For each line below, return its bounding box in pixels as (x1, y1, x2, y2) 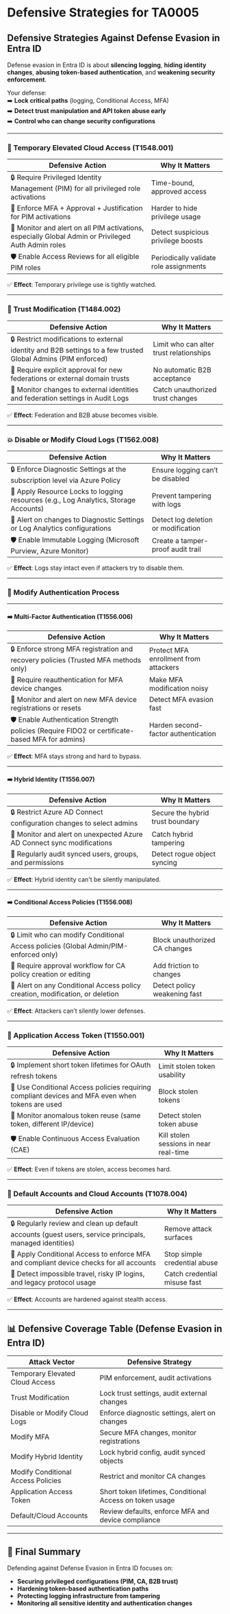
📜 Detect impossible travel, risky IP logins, (10, 1269, 145, 1278)
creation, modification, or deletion (10, 989, 119, 998)
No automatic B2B (153, 365, 212, 375)
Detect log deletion (151, 515, 214, 525)
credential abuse (164, 1258, 218, 1268)
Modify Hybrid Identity (10, 1452, 84, 1461)
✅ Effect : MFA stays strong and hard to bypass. (7, 752, 142, 761)
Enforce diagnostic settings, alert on (99, 1409, 216, 1418)
